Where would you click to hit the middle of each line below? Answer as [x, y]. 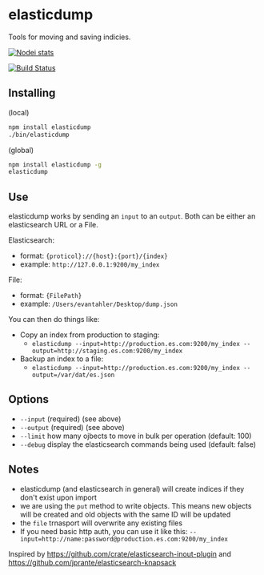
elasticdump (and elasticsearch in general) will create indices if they [132, 489]
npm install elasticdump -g [55, 165]
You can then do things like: [54, 320]
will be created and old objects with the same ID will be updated [125, 514]
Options [29, 399]
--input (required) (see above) [70, 419]
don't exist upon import [58, 497]
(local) [19, 112]
